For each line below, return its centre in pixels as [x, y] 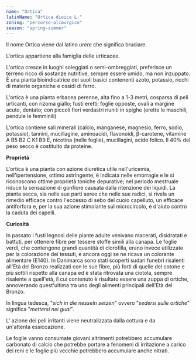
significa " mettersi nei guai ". [40, 309]
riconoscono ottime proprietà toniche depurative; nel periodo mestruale [92, 181]
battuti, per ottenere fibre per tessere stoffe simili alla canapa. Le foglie [92, 242]
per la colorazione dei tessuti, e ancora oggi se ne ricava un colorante [90, 254]
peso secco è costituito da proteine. [49, 146]
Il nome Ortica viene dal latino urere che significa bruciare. [77, 45]
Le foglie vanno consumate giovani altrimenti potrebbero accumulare [89, 338]
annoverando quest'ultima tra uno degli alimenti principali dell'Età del [89, 285]
